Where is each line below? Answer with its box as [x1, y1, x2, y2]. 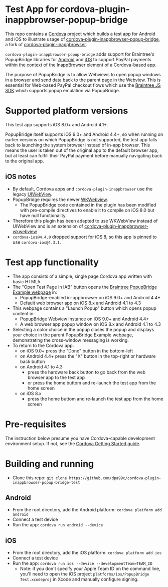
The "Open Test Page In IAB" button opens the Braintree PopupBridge [12, 284, 157, 290]
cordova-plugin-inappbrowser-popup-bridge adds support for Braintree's [5, 51, 154, 57]
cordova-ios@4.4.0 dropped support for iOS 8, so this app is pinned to [12, 234, 157, 240]
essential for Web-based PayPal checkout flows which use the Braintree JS [5, 82, 161, 88]
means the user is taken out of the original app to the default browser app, [5, 147, 159, 153]
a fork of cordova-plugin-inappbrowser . [5, 41, 87, 47]
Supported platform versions [5, 105, 128, 116]
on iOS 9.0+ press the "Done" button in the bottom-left [20, 347, 133, 354]
